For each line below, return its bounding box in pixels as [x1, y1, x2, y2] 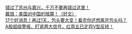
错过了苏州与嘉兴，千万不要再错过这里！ [5, 5, 90, 10]
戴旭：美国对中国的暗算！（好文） [5, 11, 77, 17]
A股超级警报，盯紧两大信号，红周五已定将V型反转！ [5, 23, 114, 29]
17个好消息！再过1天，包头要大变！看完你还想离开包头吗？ [5, 17, 127, 23]
